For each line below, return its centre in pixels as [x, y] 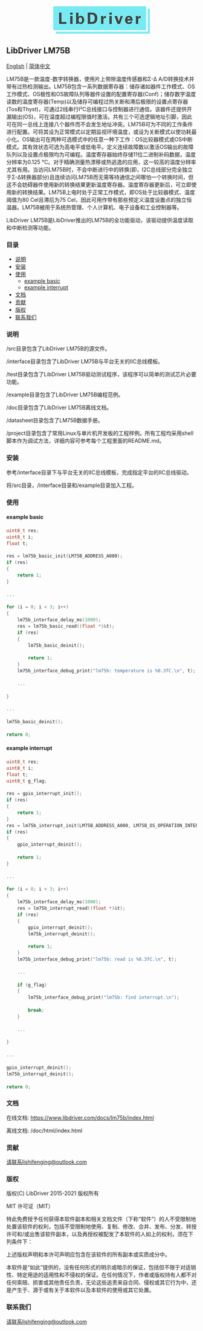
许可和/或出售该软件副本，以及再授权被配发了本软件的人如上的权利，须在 [97, 1234]
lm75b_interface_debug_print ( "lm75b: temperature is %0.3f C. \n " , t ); [107, 671]
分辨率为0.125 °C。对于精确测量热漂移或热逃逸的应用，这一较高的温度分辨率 [101, 162]
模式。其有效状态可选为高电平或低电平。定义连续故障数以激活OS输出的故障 [100, 147]
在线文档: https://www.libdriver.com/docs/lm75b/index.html [80, 1118]
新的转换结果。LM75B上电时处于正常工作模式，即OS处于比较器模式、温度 [103, 192]
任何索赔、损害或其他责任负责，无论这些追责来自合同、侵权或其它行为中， [99, 1283]
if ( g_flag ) [32, 985]
